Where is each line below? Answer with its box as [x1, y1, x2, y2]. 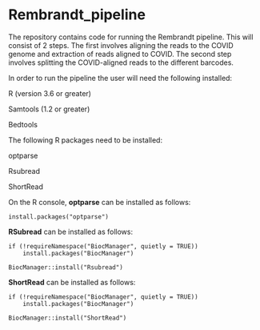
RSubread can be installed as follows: [8, 227, 134, 236]
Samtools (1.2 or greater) [8, 104, 90, 114]
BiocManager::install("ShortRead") [8, 314, 127, 322]
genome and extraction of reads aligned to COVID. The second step [8, 49, 232, 58]
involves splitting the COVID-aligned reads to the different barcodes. [8, 58, 234, 67]
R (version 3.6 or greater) [8, 88, 92, 98]
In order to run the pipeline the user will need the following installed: [8, 73, 233, 82]
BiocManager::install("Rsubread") [8, 263, 124, 272]
